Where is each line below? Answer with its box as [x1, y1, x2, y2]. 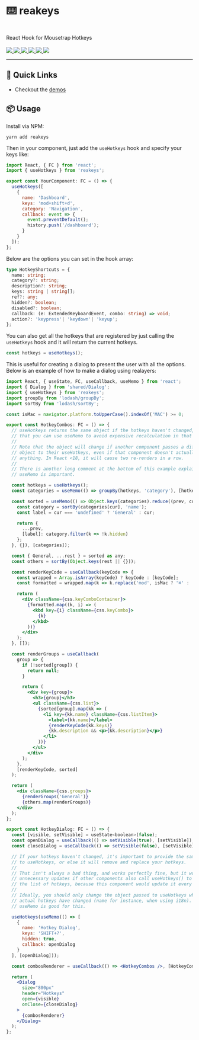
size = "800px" [21, 985, 54, 991]
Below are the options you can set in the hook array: [6, 255, 134, 262]
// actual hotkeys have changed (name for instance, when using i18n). [11, 898, 192, 904]
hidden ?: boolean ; [11, 299, 57, 305]
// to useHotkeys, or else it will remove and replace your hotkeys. [11, 859, 187, 865]
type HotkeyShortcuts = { [6, 267, 70, 273]
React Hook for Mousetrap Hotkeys [6, 34, 92, 41]
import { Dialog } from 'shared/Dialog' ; [6, 384, 110, 391]
